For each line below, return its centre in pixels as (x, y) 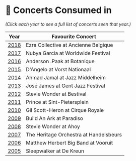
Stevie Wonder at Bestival (56, 94)
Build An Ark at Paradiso (54, 118)
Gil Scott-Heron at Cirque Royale (65, 110)
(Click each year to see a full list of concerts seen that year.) (68, 24)
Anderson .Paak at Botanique (60, 61)
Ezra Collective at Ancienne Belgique (70, 45)
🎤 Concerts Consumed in (58, 10)
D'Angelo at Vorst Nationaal (58, 69)
